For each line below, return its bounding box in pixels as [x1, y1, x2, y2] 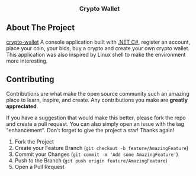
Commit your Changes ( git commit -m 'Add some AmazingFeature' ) [14, 151, 179, 158]
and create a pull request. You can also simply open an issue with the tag [6, 120, 185, 128]
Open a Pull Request [14, 163, 65, 170]
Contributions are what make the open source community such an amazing [6, 90, 189, 97]
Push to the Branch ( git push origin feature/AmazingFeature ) [14, 157, 168, 164]
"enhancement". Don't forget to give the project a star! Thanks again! [6, 126, 175, 133]
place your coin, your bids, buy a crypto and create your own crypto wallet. [6, 44, 190, 51]
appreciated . [6, 102, 38, 110]
